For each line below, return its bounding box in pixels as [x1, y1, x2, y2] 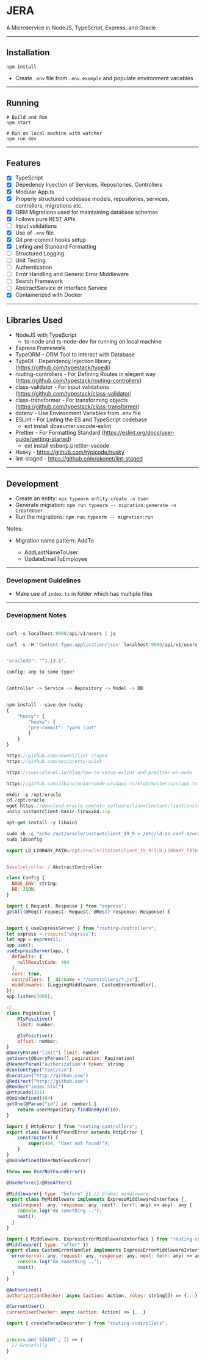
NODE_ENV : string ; [12, 881, 59, 887]
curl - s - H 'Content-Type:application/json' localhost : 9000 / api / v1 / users [6, 641, 198, 648]
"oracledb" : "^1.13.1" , [6, 658, 67, 664]
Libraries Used [6, 315, 63, 325]
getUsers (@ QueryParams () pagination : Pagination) [6, 1056, 135, 1062]
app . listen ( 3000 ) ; [6, 993, 53, 1000]
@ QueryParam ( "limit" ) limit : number [6, 1050, 99, 1056]
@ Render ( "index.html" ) [6, 1084, 64, 1090]
